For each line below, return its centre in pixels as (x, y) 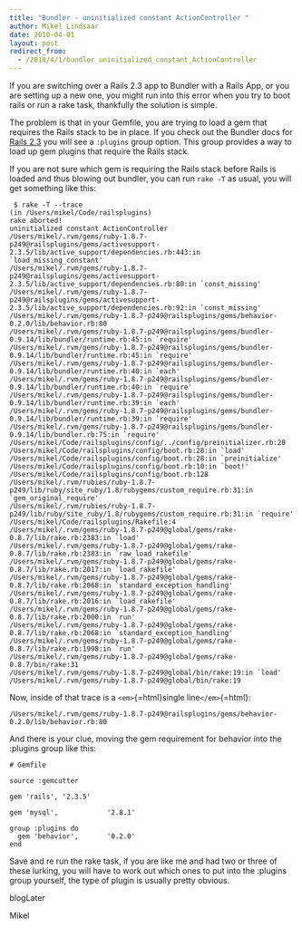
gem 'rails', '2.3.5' (50, 797)
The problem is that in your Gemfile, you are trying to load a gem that (138, 122)
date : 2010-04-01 (42, 34)
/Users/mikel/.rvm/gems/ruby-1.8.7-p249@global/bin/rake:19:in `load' (146, 672)
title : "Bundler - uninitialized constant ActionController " (129, 18)
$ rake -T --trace (48, 205)
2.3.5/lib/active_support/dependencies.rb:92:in (103, 308)
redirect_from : (38, 52)
